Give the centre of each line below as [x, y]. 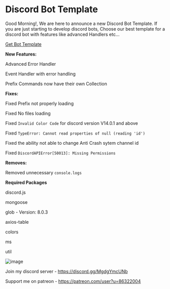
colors [12, 232]
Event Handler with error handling [41, 74]
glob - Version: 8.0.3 [27, 212]
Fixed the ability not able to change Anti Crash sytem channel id [72, 143]
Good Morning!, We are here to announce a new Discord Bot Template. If [81, 23]
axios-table [17, 222]
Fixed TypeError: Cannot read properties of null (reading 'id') [75, 133]
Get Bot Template [23, 44]
